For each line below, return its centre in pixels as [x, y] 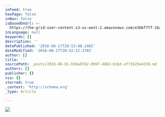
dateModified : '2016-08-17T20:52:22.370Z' [49, 50]
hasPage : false [21, 14]
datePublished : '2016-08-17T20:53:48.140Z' [50, 46]
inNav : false [18, 19]
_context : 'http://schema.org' [37, 87]
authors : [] [17, 69]
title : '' [15, 60]
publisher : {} [20, 73]
